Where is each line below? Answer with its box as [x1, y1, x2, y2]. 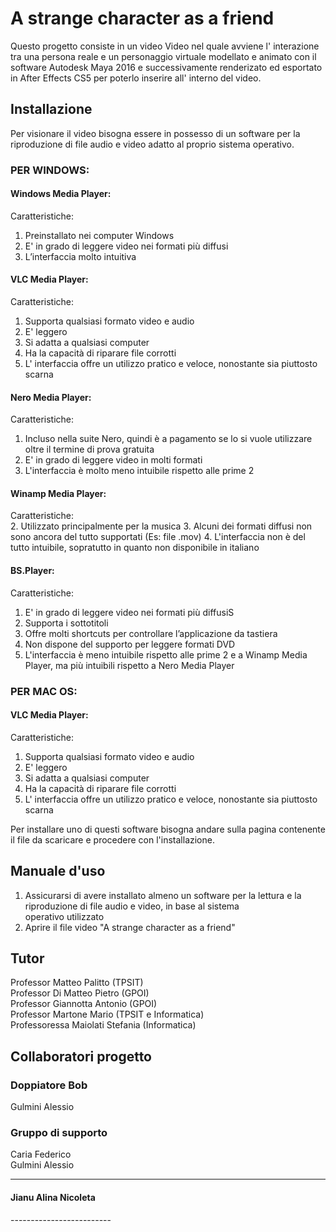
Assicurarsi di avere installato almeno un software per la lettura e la [24, 889, 302, 901]
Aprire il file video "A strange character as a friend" [24, 921, 236, 933]
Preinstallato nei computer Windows [24, 229, 175, 241]
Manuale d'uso [10, 863, 106, 880]
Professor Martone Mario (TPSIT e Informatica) [10, 1008, 205, 1021]
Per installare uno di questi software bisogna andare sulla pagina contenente [10, 823, 326, 835]
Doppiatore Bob [10, 1078, 88, 1092]
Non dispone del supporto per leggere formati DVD [24, 638, 236, 650]
